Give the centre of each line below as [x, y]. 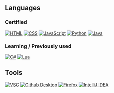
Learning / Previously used [38, 46]
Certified [16, 22]
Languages [23, 8]
